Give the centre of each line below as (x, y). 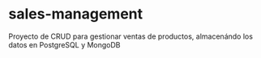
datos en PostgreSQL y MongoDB (64, 44)
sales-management (76, 14)
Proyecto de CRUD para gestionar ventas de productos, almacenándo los (131, 36)
